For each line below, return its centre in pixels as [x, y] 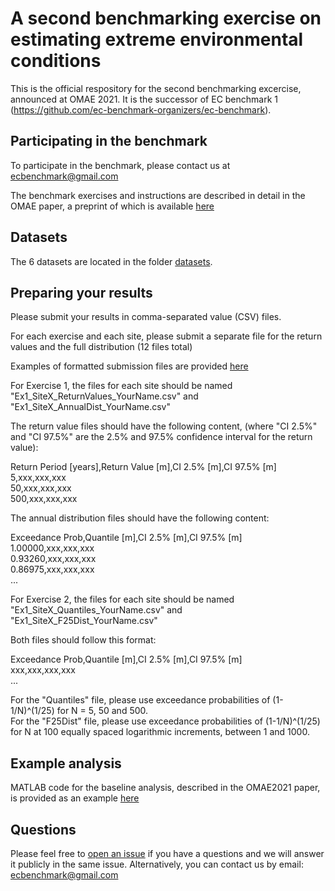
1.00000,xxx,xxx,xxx [52, 548]
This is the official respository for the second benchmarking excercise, [156, 88]
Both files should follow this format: [83, 640]
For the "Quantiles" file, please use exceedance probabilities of [140, 700]
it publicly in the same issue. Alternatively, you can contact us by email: [157, 864]
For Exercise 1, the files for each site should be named [121, 386]
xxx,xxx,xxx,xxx [43, 670]
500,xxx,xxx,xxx [44, 499]
